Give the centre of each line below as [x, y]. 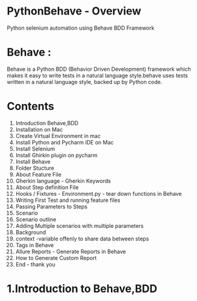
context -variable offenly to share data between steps [82, 238]
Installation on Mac [39, 129]
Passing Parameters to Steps [52, 206]
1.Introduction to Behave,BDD [82, 289]
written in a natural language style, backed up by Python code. [85, 82]
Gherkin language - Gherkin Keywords [63, 181]
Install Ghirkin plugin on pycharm [57, 155]
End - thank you [36, 264]
